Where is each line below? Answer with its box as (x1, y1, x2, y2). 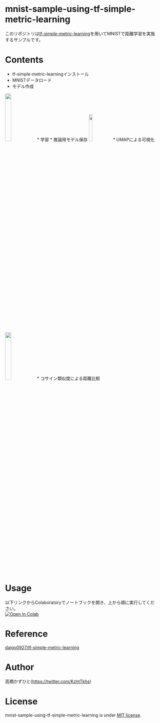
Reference (5, 628, 48, 639)
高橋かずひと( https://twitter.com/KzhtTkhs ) (5, 678, 92, 684)
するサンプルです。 (5, 37, 43, 43)
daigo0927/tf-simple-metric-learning (5, 644, 80, 650)
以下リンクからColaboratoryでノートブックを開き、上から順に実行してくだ (5, 599, 155, 605)
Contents (5, 54, 44, 66)
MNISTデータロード (12, 77, 52, 83)
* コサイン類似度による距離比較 (37, 375, 100, 381)
